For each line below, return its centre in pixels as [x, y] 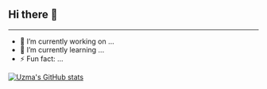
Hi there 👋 [33, 15]
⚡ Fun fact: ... [41, 58]
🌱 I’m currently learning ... [62, 49]
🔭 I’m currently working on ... [67, 41]
